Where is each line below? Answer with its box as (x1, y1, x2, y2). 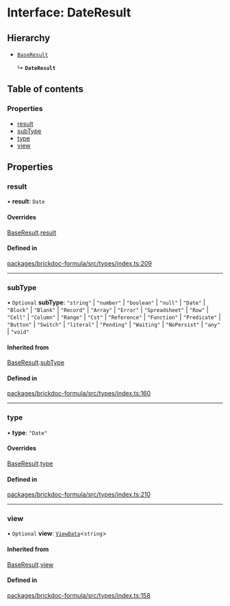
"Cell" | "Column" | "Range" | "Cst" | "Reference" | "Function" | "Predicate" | (7, 313, 221, 322)
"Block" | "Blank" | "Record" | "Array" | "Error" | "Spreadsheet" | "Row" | (7, 306, 209, 314)
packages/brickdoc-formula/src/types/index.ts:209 (7, 259, 152, 267)
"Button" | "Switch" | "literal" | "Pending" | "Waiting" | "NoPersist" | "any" (7, 320, 220, 328)
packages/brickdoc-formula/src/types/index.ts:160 (7, 389, 151, 398)
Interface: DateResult (7, 5, 131, 21)
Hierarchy (7, 32, 51, 44)
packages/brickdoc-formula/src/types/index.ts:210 (7, 490, 151, 498)
